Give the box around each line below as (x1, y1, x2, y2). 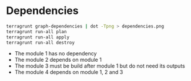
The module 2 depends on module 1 (14, 57, 102, 64)
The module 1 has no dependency (14, 50, 97, 57)
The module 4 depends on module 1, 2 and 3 (14, 69, 123, 76)
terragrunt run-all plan (6, 29, 67, 34)
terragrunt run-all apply (6, 34, 69, 40)
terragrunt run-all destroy (6, 40, 75, 45)
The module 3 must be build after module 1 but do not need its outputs (14, 62, 185, 69)
